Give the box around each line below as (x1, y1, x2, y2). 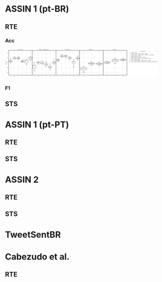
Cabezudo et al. (5, 251, 70, 262)
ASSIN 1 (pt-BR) (5, 3, 69, 15)
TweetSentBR (5, 229, 61, 240)
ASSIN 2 (5, 174, 39, 185)
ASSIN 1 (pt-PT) (5, 119, 69, 130)
